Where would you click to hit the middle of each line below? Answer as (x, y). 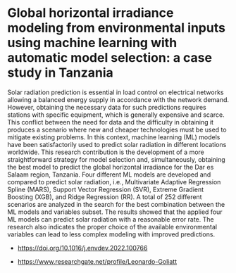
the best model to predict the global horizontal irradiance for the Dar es (111, 167)
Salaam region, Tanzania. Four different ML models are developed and (109, 174)
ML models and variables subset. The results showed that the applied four (115, 212)
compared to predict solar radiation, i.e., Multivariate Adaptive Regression (114, 182)
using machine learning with (92, 43)
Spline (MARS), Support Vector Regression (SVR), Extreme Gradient (106, 189)
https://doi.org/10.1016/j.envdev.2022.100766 (82, 248)
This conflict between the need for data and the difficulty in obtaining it (110, 122)
